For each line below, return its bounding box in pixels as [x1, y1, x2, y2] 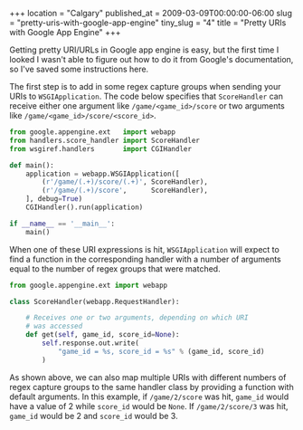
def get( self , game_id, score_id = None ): [25, 330, 180, 339]
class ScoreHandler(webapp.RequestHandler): [9, 297, 180, 306]
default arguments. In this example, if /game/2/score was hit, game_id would [9, 391, 289, 402]
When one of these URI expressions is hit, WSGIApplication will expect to [9, 244, 280, 254]
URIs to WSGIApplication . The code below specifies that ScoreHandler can [9, 91, 283, 101]
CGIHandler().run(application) [25, 203, 144, 212]
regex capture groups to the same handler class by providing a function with [9, 381, 294, 392]
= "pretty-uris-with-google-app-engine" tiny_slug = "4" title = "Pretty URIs [9, 17, 287, 28]
